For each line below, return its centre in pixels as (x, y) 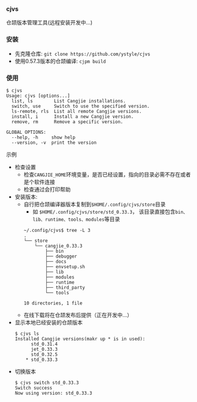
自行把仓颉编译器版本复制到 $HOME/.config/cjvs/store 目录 (95, 204)
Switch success (34, 388)
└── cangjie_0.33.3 (59, 246)
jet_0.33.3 (44, 349)
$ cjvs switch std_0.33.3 (47, 382)
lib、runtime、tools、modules (69, 219)
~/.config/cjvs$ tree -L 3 (57, 230)
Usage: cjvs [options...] (38, 96)
